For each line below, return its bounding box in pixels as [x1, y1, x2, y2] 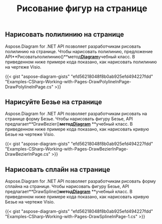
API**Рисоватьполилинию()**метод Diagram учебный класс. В [5, 54, 135, 59]
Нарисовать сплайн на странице [5, 165, 111, 173]
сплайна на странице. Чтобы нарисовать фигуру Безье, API [5, 184, 129, 189]
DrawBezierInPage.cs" [5, 151, 51, 157]
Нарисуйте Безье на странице [5, 98, 102, 106]
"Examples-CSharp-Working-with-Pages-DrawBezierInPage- [5, 146, 128, 152]
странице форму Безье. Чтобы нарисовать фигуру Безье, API [5, 116, 133, 122]
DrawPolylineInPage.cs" [5, 84, 54, 90]
